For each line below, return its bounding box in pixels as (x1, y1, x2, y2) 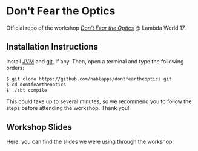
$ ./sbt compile (6, 87, 47, 93)
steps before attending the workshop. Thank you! (6, 104, 130, 112)
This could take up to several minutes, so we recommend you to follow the (6, 98, 192, 105)
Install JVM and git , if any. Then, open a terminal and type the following (6, 57, 184, 65)
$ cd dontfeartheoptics (6, 82, 67, 88)
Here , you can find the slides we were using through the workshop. (6, 138, 174, 146)
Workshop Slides (6, 122, 73, 132)
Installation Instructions (6, 42, 99, 52)
